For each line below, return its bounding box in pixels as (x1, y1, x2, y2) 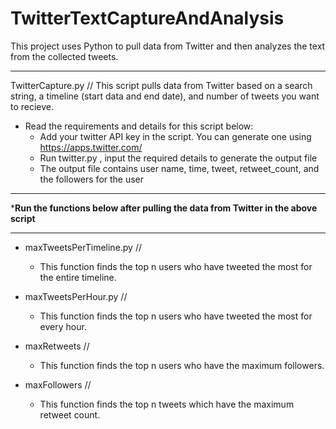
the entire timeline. (39, 271, 117, 283)
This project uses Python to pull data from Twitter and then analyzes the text (10, 40, 326, 52)
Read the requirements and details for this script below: (24, 120, 254, 132)
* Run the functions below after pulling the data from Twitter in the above (10, 202, 318, 214)
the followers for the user (39, 173, 145, 185)
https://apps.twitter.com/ (39, 141, 143, 153)
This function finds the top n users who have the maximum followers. (39, 359, 325, 371)
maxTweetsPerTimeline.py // (24, 241, 143, 253)
